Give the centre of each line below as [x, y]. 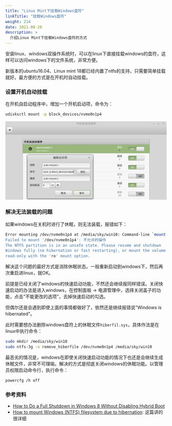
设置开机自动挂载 [26, 92]
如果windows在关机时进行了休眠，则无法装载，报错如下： [66, 224]
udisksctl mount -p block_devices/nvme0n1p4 [53, 114]
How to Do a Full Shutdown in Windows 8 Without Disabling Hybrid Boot [89, 406]
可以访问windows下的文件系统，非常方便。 [55, 60]
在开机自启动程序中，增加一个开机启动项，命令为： [59, 104]
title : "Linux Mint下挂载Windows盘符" [45, 11]
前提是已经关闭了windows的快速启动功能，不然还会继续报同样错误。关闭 [82, 284]
